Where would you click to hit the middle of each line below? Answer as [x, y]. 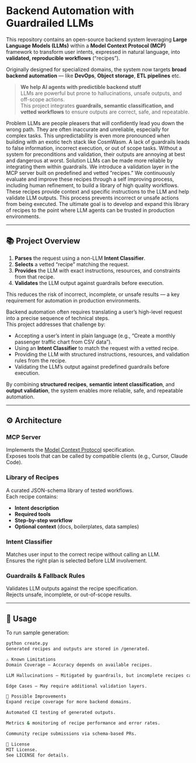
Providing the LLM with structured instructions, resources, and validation [102, 354]
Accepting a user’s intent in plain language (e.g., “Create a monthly [95, 335]
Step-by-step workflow [43, 520]
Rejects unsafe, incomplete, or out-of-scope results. [69, 594]
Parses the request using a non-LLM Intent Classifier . [80, 258]
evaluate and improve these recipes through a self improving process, [90, 179]
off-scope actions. [43, 99]
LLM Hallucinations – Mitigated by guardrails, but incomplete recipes [95, 675]
